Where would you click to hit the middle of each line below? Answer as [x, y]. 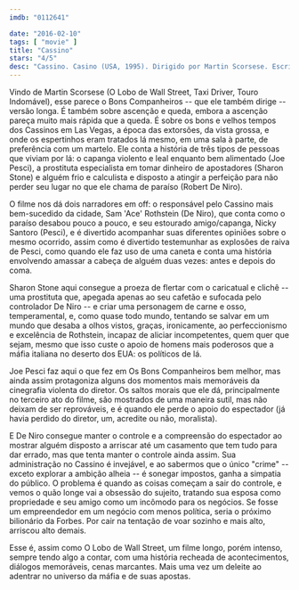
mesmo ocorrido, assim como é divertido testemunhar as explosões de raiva [149, 242]
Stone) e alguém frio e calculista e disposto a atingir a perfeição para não [144, 177]
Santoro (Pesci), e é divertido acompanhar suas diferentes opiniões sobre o [148, 232]
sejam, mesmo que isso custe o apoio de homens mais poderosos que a [141, 344]
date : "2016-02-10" [45, 33]
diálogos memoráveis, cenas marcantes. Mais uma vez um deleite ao [136, 566]
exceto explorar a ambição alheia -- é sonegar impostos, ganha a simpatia [145, 474]
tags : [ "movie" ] [43, 42]
